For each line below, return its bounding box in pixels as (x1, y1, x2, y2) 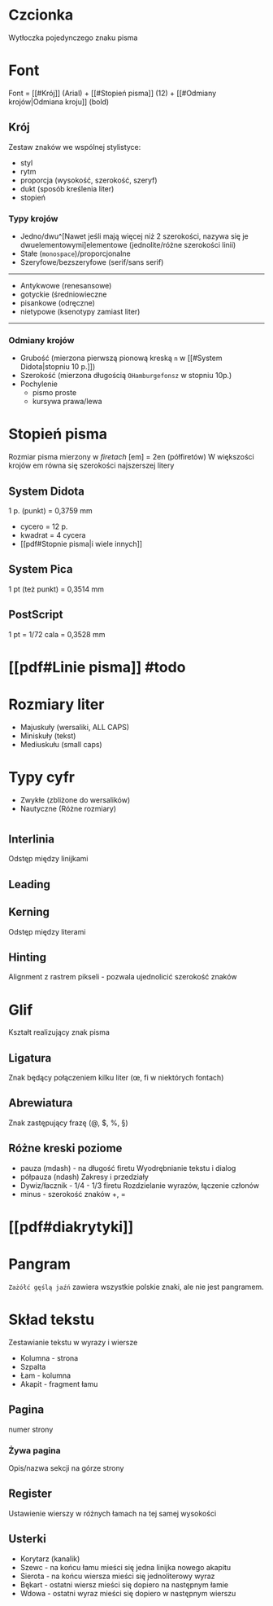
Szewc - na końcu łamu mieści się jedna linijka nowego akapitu (19, 1562, 232, 1572)
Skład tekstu (8, 1310, 95, 1329)
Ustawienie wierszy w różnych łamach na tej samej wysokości (8, 1508, 217, 1518)
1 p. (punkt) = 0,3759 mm (8, 506, 93, 516)
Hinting (8, 950, 47, 964)
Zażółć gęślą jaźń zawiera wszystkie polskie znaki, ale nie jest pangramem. (8, 1282, 264, 1291)
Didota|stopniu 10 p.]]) (19, 362, 96, 372)
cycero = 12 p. (19, 521, 68, 531)
